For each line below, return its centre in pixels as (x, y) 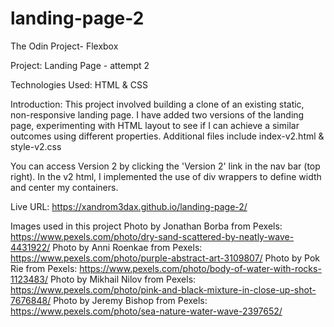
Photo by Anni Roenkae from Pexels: (127, 247)
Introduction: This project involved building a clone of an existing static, (157, 104)
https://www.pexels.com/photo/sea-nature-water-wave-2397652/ (146, 311)
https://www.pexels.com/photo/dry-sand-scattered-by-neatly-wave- (152, 236)
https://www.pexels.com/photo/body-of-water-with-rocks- (200, 268)
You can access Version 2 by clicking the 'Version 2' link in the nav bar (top (165, 166)
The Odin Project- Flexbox (64, 46)
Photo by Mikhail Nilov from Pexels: (123, 279)
